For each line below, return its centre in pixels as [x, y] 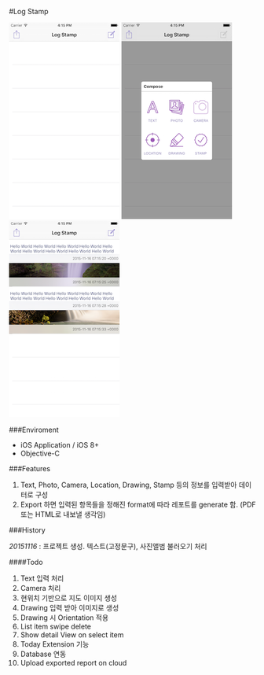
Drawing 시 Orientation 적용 [64, 618]
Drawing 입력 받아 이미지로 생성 [70, 608]
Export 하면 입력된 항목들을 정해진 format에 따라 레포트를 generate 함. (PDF [138, 504]
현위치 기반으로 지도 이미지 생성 [68, 598]
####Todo [26, 562]
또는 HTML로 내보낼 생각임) [63, 514]
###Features [29, 468]
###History [27, 530]
